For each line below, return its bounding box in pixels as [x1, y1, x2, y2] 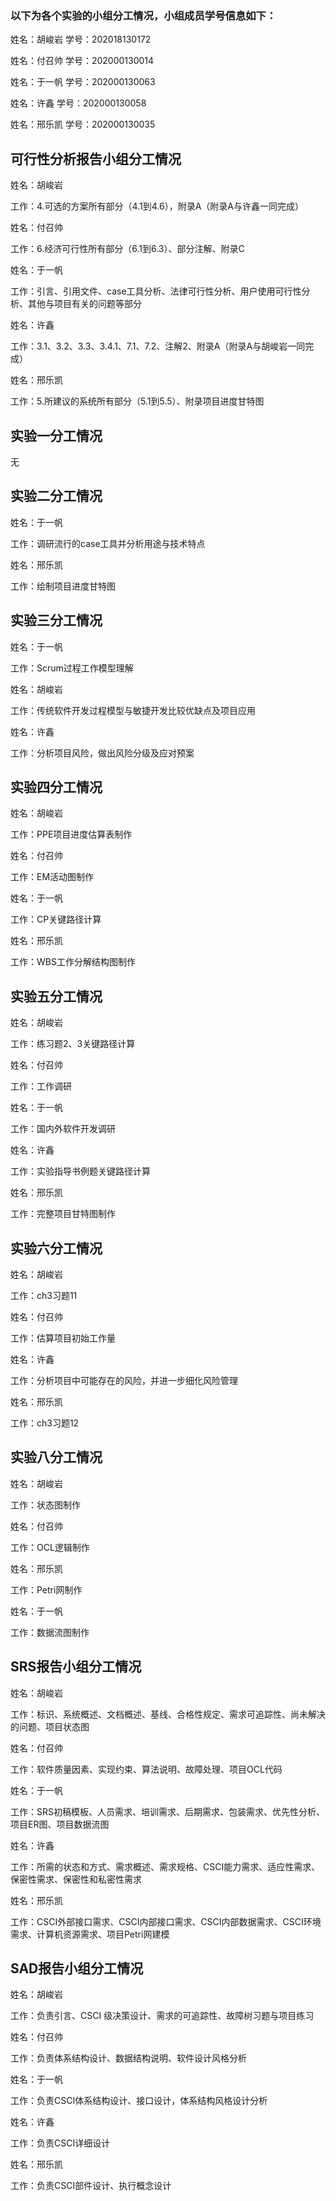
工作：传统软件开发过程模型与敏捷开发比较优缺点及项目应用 [10, 704, 256, 716]
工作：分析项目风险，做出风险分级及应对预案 [10, 747, 195, 759]
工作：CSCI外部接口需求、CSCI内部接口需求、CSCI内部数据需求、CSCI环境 [10, 1915, 322, 1927]
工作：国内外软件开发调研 [10, 1123, 116, 1135]
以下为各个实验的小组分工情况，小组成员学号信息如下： [10, 8, 277, 22]
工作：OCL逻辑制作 [10, 1541, 90, 1553]
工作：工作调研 [10, 1080, 72, 1092]
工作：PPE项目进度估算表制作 [10, 828, 133, 841]
